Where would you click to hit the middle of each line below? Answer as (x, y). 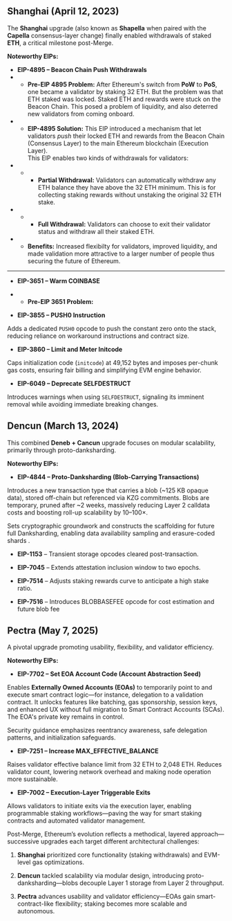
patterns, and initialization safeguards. (61, 737)
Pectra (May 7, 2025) (53, 631)
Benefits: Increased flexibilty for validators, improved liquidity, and (122, 246)
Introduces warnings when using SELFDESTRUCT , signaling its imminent (106, 397)
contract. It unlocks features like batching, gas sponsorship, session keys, (112, 702)
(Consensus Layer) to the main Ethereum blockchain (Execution (118, 143)
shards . (19, 540)
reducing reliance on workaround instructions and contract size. (98, 336)
